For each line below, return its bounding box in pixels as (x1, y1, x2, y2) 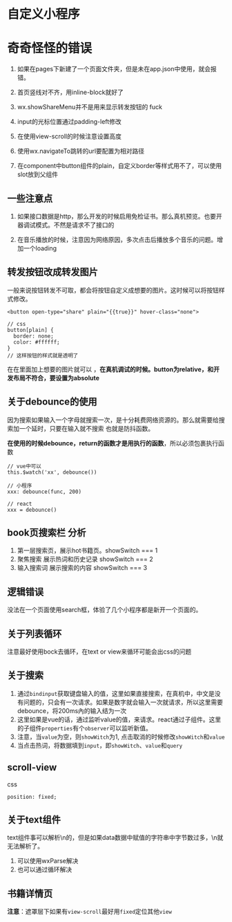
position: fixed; (7, 793, 57, 800)
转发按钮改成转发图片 (7, 266, 98, 278)
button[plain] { (7, 326, 54, 333)
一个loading (23, 243, 57, 252)
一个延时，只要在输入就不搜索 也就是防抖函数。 (19, 424, 154, 432)
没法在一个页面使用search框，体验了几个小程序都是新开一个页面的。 (7, 606, 202, 614)
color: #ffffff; (13, 338, 60, 346)
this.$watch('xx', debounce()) (7, 468, 97, 476)
